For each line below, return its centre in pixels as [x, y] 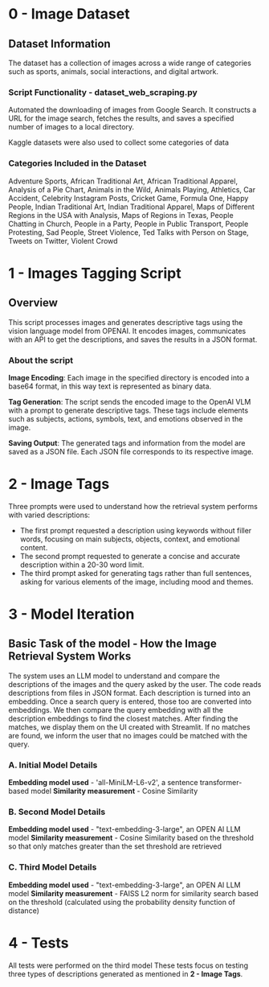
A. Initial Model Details [53, 765]
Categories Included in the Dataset [77, 163]
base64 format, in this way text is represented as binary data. [110, 386]
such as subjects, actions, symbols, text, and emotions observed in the [126, 418]
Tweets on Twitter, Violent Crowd [63, 241]
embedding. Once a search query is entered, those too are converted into [130, 701]
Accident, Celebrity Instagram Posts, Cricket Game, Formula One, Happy [128, 198]
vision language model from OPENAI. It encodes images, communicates [127, 331]
